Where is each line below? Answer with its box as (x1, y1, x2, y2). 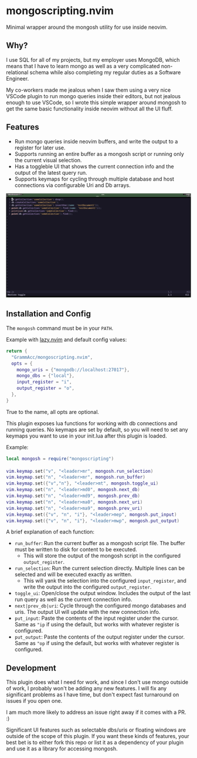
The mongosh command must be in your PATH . (6, 325, 113, 332)
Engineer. (6, 75, 29, 82)
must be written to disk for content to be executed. (14, 546, 138, 553)
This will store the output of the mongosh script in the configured (23, 552, 181, 559)
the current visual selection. (14, 156, 82, 163)
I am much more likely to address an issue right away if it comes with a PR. (6, 709, 186, 716)
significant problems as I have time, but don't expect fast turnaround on (6, 691, 179, 698)
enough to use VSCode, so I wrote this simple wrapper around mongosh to (6, 99, 186, 106)
